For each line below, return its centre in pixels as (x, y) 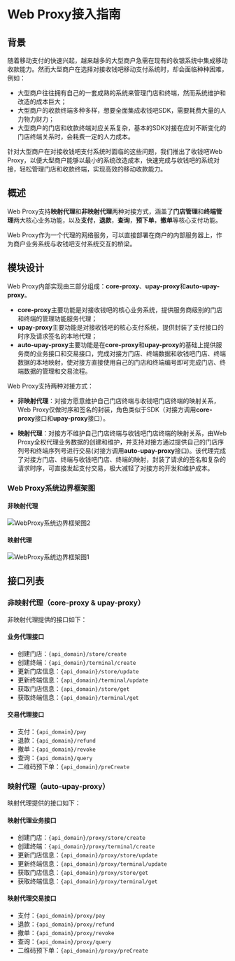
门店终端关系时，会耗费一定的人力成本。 (76, 136)
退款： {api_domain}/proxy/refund (66, 924)
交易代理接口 (26, 715)
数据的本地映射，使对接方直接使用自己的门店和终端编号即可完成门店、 (119, 362)
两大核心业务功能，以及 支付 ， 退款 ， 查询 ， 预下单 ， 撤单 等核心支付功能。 (117, 220)
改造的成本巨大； (42, 101)
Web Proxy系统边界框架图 (51, 488)
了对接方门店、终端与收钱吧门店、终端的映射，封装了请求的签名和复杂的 (121, 459)
